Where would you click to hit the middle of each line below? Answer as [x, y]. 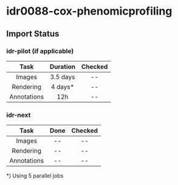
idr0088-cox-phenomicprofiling [89, 11]
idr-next [19, 115]
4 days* [63, 86]
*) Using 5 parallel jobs [35, 176]
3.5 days [63, 77]
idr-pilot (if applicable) [40, 51]
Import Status [33, 34]
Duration [63, 66]
